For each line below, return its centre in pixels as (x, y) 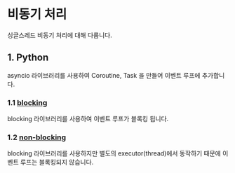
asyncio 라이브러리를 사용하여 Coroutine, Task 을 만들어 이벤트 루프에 (104, 75)
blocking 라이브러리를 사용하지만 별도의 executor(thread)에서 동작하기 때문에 (114, 153)
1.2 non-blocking (37, 137)
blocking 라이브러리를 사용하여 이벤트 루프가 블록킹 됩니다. (88, 119)
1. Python (28, 58)
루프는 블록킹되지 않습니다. (57, 162)
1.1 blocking (27, 102)
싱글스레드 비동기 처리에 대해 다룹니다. (60, 35)
